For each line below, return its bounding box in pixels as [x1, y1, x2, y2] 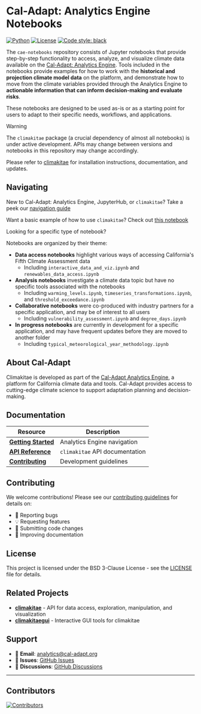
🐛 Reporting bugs [14, 511, 58, 519]
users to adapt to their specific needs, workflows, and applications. [6, 111, 172, 118]
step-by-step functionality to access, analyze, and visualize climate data [6, 55, 184, 62]
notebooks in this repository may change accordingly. [6, 147, 139, 154]
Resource [17, 427, 46, 436]
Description [86, 427, 120, 436]
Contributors [6, 686, 56, 696]
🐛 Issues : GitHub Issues [14, 656, 75, 664]
